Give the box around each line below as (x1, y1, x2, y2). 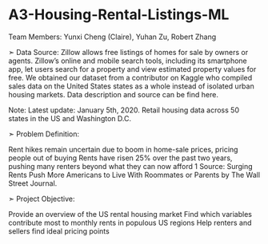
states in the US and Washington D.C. (8, 113, 132, 123)
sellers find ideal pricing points (8, 226, 110, 236)
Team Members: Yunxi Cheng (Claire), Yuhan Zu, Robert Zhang (8, 32, 217, 41)
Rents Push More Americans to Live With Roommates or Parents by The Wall (8, 170, 261, 179)
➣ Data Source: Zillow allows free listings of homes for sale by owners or (8, 47, 249, 57)
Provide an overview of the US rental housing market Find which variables (8, 209, 252, 218)
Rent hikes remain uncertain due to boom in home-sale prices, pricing (8, 144, 238, 154)
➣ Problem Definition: (8, 129, 80, 139)
